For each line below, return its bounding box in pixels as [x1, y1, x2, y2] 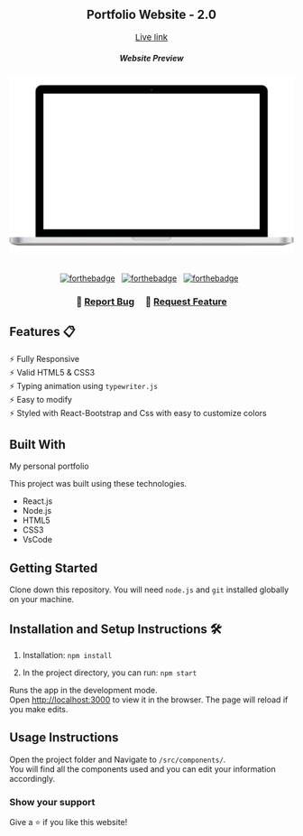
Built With [9, 437, 66, 452]
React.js [22, 496, 53, 506]
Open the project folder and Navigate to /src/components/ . [9, 754, 226, 765]
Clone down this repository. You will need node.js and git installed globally [9, 584, 289, 595]
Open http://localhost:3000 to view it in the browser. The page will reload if [9, 694, 289, 705]
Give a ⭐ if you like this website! [9, 817, 128, 828]
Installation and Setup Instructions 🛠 [9, 621, 223, 636]
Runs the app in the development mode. [9, 684, 158, 695]
